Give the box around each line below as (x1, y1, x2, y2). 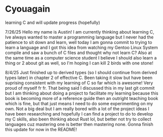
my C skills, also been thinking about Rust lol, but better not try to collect (5, 116, 152, 122)
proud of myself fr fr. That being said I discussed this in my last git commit (5, 85, 155, 91)
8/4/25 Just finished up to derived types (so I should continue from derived (5, 69, 158, 75)
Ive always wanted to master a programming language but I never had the (5, 34, 154, 40)
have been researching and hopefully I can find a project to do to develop (5, 111, 153, 117)
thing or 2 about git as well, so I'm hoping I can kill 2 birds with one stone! (5, 60, 154, 66)
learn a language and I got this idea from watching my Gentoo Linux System (5, 44, 158, 50)
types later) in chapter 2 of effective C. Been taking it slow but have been (5, 75, 153, 80)
